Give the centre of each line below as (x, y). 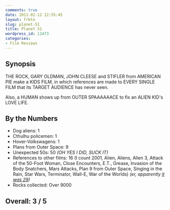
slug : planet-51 (22, 24)
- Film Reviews (21, 43)
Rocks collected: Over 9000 (42, 185)
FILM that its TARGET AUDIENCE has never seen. (57, 87)
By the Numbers (32, 118)
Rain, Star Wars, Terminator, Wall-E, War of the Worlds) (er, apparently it (89, 174)
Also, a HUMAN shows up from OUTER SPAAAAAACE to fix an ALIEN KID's (84, 97)
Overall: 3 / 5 (26, 201)
